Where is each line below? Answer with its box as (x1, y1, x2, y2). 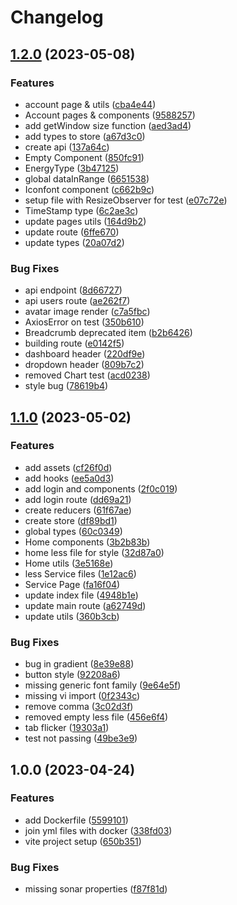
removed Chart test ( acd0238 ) (24, 369, 151, 381)
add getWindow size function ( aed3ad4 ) (24, 119, 192, 131)
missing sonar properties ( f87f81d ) (24, 883, 168, 895)
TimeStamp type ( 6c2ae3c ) (24, 204, 139, 216)
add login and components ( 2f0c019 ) (24, 482, 178, 495)
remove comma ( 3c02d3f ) (24, 701, 134, 713)
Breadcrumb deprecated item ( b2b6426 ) (24, 327, 193, 339)
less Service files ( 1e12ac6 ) (24, 567, 137, 580)
